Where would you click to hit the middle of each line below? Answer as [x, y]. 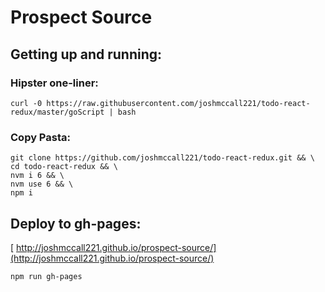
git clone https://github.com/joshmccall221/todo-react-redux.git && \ [162, 158]
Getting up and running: [86, 54]
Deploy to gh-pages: [76, 223]
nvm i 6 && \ [37, 176]
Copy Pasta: [40, 137]
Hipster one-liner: [54, 83]
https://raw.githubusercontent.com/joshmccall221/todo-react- [178, 103]
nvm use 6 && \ [42, 184]
